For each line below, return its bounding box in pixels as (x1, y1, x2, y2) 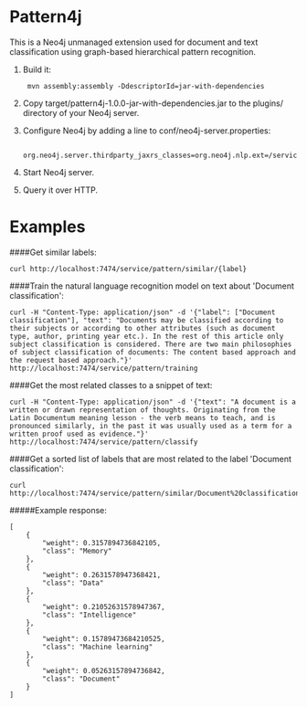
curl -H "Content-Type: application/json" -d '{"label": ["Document (9, 308, 276, 317)
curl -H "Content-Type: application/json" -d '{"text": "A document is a (9, 397, 297, 406)
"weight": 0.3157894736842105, (42, 538, 162, 547)
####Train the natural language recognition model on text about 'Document (9, 280, 295, 291)
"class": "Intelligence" (42, 610, 137, 619)
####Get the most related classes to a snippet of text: (9, 379, 213, 390)
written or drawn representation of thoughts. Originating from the (9, 405, 276, 415)
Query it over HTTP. (22, 185, 99, 195)
